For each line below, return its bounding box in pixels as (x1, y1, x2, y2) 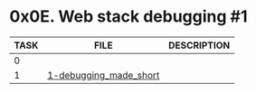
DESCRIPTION (168, 39, 231, 51)
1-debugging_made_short (46, 69, 160, 81)
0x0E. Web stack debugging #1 (9, 6, 248, 27)
